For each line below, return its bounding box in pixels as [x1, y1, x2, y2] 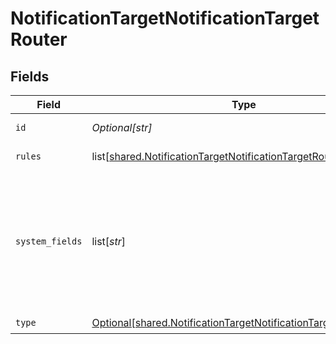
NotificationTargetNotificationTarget [10, 7, 320, 30]
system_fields [15, 236, 83, 247]
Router [10, 28, 68, 51]
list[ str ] [91, 235, 127, 248]
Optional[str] [91, 121, 153, 134]
